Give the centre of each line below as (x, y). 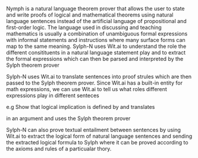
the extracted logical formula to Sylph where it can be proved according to (97, 142)
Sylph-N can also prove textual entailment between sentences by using (94, 130)
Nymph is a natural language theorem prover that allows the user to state (96, 9)
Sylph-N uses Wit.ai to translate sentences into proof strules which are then (99, 77)
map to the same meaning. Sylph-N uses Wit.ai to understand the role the (96, 46)
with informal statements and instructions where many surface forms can (96, 40)
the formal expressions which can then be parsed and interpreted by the (95, 59)
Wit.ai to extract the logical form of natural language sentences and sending (99, 136)
